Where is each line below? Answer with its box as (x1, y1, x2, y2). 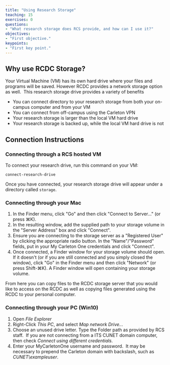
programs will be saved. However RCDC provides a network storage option (5, 83, 163, 89)
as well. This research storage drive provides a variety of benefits (5, 89, 144, 95)
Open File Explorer (12, 315, 52, 322)
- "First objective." (5, 36, 51, 41)
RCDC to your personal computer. (5, 291, 76, 298)
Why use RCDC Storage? (5, 64, 86, 73)
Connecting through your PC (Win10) (5, 304, 99, 311)
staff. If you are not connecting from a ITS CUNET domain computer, (12, 332, 158, 338)
